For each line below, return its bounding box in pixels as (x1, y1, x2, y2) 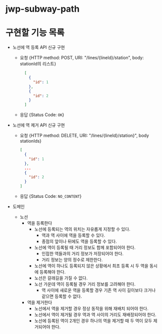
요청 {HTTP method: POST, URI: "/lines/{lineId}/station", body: (19, 55, 144, 61)
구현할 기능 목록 (5, 27, 65, 39)
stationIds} (19, 138, 42, 144)
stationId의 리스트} (19, 61, 56, 67)
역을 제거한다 (27, 299, 53, 305)
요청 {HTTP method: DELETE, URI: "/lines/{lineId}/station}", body (19, 133, 149, 139)
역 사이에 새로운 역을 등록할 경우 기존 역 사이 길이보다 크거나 (41, 287, 156, 293)
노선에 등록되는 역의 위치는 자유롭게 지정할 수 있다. (34, 226, 131, 232)
